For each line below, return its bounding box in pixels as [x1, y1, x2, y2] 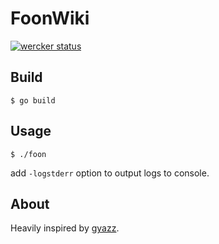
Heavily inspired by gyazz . [10, 222, 120, 234]
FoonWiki [10, 7, 90, 30]
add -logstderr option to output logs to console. [10, 167, 210, 179]
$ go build [10, 95, 56, 106]
